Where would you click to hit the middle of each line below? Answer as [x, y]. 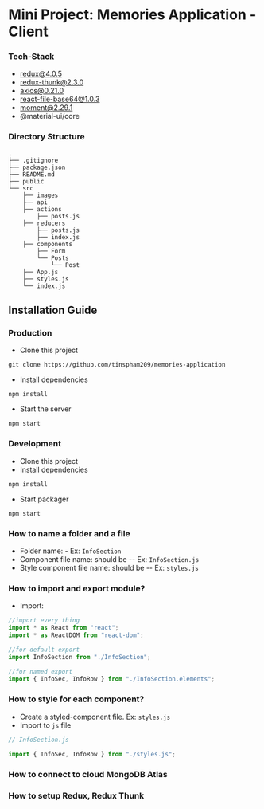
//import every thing [44, 620]
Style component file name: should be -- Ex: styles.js [109, 568]
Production [30, 333]
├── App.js [41, 272]
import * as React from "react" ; [64, 628]
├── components [48, 244]
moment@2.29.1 [46, 108]
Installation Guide [53, 310]
